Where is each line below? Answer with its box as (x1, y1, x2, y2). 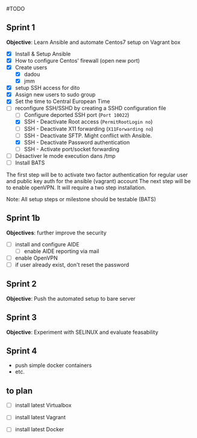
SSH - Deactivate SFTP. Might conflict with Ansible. (23, 132, 152, 139)
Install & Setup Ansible (14, 50, 71, 57)
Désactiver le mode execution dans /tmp (14, 152, 116, 159)
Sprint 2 (6, 279, 37, 289)
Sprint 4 (6, 346, 37, 356)
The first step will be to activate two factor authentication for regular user (6, 171, 188, 178)
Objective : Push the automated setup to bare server (6, 295, 136, 302)
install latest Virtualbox (14, 402, 72, 409)
